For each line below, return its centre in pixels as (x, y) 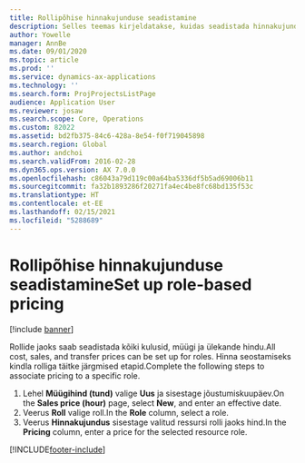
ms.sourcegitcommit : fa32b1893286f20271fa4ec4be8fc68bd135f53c (132, 187)
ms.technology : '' (44, 85)
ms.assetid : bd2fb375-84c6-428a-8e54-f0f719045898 (107, 136)
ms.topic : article (44, 60)
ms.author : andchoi (46, 153)
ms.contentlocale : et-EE (56, 204)
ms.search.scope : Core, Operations (77, 119)
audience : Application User (63, 102)
